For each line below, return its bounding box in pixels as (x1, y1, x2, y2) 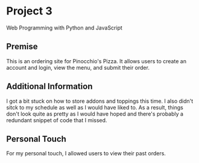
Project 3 (6, 4, 52, 18)
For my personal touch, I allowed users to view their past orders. (6, 150, 166, 157)
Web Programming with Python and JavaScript (6, 24, 122, 31)
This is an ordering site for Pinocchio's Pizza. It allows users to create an (6, 57, 187, 64)
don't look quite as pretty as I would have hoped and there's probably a (6, 110, 184, 117)
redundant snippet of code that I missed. (6, 116, 107, 124)
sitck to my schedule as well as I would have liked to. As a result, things (6, 103, 184, 111)
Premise (6, 42, 38, 52)
